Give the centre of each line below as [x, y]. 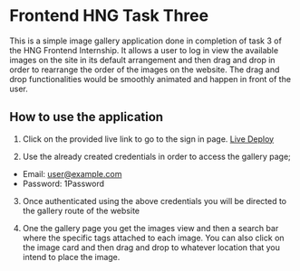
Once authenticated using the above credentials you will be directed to [155, 201]
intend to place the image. [71, 257]
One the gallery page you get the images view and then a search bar [150, 228]
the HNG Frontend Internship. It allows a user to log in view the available [144, 50]
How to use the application [87, 117]
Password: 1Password [63, 183]
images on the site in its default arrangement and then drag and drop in [142, 60]
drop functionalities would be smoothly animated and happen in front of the [150, 79]
